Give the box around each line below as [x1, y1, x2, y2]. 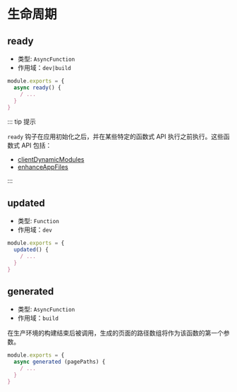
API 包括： [20, 141, 52, 150]
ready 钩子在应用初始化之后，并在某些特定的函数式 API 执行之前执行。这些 [7, 132, 224, 141]
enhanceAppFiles [17, 163, 68, 172]
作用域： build [17, 314, 59, 322]
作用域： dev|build [17, 64, 72, 71]
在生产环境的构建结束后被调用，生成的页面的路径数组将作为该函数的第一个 [7, 329, 224, 338]
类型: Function [17, 217, 60, 225]
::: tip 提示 [7, 117, 37, 126]
